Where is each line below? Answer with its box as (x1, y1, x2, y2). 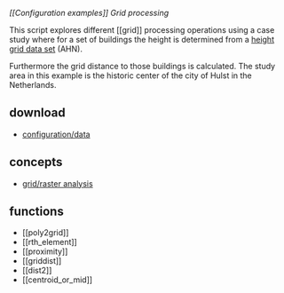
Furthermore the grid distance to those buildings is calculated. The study (9, 61, 276, 71)
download (9, 106, 66, 121)
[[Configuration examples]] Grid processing (9, 8, 170, 18)
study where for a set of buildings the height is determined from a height (9, 35, 275, 44)
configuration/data (21, 129, 91, 139)
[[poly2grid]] (21, 227, 69, 238)
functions (9, 204, 64, 219)
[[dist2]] (21, 265, 52, 276)
